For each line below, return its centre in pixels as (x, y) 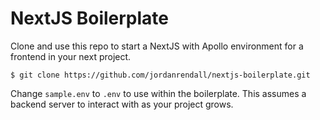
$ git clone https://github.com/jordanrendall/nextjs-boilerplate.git (160, 75)
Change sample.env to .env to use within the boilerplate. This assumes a (158, 93)
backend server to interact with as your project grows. (122, 104)
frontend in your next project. (71, 56)
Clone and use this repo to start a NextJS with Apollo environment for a (157, 46)
